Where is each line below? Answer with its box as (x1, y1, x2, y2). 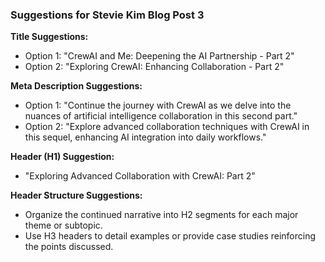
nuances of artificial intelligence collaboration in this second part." (24, 110, 298, 122)
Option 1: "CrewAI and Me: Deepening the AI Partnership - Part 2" (24, 50, 295, 62)
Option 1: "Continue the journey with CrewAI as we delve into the (24, 99, 292, 112)
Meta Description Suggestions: (10, 80, 143, 92)
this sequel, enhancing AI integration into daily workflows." (24, 131, 267, 143)
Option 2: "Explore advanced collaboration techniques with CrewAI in (24, 121, 310, 133)
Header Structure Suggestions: (10, 189, 143, 202)
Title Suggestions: (10, 31, 89, 43)
